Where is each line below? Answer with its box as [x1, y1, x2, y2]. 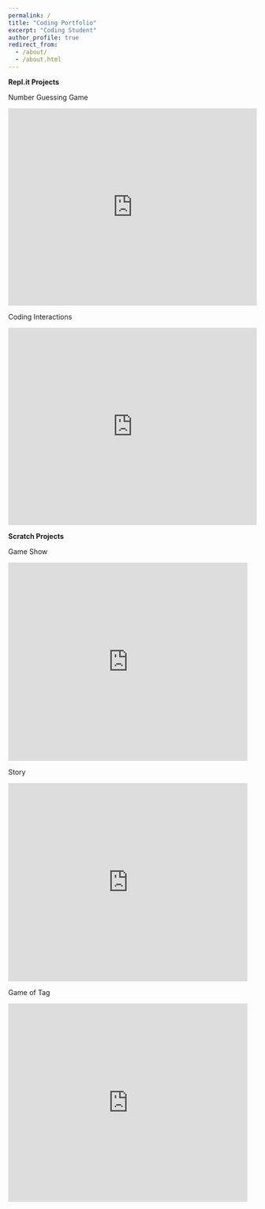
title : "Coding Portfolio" [8, 19, 97, 27]
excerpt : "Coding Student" [8, 26, 97, 34]
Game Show [8, 546, 48, 556]
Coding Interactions [8, 312, 73, 321]
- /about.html [15, 56, 62, 64]
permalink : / [8, 11, 51, 20]
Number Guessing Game [8, 92, 88, 102]
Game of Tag [8, 987, 50, 997]
